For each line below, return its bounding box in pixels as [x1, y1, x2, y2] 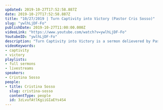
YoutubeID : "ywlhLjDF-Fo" [5, 35, 57, 39]
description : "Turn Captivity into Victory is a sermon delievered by [5, 39, 151, 44]
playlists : [5, 57, 27, 62]
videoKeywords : [5, 43, 36, 48]
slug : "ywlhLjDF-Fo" [5, 20, 47, 26]
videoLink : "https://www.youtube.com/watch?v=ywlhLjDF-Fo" [5, 30, 127, 35]
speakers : [5, 71, 25, 75]
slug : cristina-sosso [9, 89, 53, 93]
